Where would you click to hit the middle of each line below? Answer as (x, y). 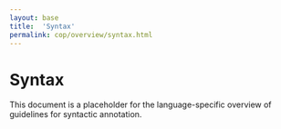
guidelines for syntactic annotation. (76, 114)
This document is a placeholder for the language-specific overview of (140, 104)
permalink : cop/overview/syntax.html (81, 35)
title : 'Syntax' (42, 26)
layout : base (34, 18)
